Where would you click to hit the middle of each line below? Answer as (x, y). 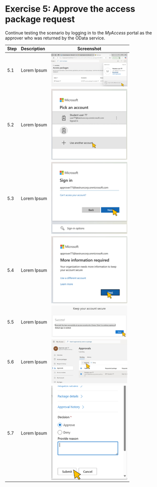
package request (40, 19)
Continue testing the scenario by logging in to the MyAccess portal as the (78, 33)
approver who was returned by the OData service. (55, 38)
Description (33, 49)
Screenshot (89, 49)
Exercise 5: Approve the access (70, 9)
